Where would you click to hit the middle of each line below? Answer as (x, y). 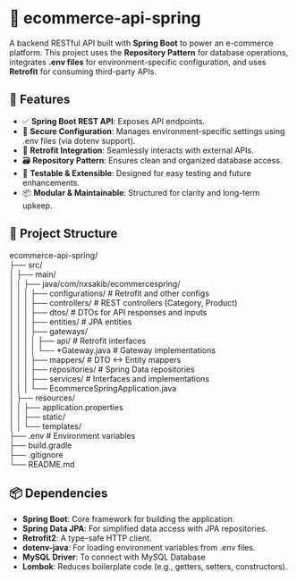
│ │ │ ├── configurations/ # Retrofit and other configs (110, 293)
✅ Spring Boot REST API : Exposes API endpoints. (114, 121)
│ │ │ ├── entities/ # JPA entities (71, 322)
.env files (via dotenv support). (79, 140)
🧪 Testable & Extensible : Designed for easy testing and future (137, 173)
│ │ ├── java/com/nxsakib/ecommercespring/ (95, 283)
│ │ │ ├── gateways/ (48, 331)
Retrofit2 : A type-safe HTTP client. (87, 538)
